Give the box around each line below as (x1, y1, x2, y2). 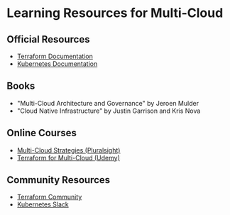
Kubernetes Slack (16, 200, 69, 209)
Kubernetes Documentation (16, 60, 98, 68)
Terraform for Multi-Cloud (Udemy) (16, 153, 120, 162)
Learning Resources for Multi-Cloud (6, 5, 224, 21)
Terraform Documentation (16, 52, 93, 60)
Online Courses (6, 127, 77, 139)
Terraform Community (16, 193, 82, 202)
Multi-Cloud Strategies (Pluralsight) (16, 145, 121, 154)
